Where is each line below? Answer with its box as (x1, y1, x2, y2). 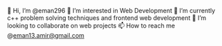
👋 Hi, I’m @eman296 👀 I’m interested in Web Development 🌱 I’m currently (7, 7, 216, 14)
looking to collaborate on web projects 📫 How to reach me (7, 21, 175, 30)
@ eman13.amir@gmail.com (7, 32, 85, 39)
